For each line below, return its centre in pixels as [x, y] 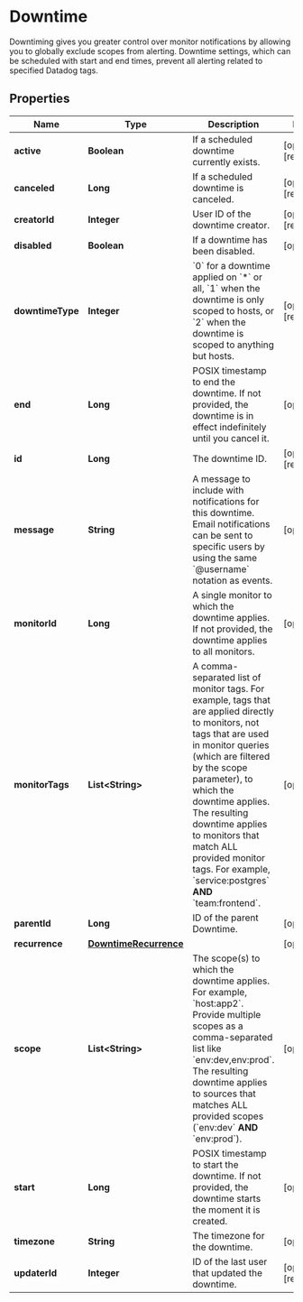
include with [218, 490]
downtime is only [228, 300]
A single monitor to [232, 595]
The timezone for [229, 1235]
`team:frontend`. [227, 902]
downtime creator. [231, 225]
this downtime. [224, 512]
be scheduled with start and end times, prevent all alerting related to [136, 60]
